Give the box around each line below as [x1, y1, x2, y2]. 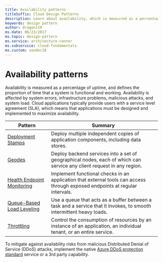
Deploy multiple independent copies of [50, 130, 140, 137]
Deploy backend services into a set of [50, 150, 137, 157]
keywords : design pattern [5, 20, 57, 26]
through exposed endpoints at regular [50, 183, 137, 190]
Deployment [7, 133, 35, 140]
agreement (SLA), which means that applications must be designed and [5, 105, 148, 111]
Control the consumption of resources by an [50, 217, 152, 224]
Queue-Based [7, 200, 40, 207]
